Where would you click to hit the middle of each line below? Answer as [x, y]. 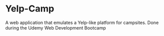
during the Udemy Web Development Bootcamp [56, 27]
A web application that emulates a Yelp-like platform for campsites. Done [82, 22]
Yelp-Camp [30, 9]
